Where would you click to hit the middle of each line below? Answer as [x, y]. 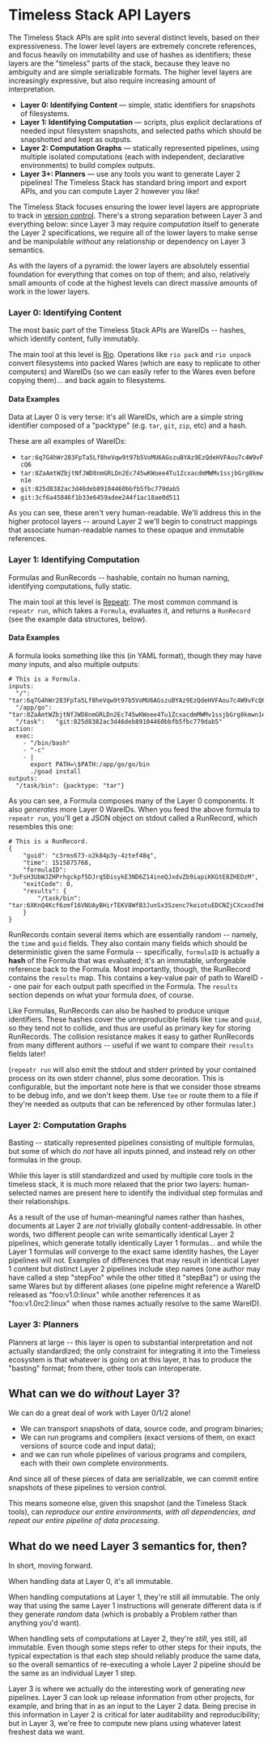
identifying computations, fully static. [70, 586]
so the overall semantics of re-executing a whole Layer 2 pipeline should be [135, 1664]
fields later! [27, 1053]
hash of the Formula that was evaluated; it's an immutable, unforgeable [127, 960]
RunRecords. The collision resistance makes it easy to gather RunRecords [132, 1036]
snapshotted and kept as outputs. [76, 139]
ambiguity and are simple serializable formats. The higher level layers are [130, 71]
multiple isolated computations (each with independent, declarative [132, 157]
